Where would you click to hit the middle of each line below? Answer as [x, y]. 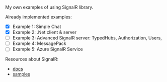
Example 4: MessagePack [39, 43]
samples [21, 74]
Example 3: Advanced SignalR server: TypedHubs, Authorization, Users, [87, 38]
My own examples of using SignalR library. [49, 7]
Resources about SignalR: [32, 59]
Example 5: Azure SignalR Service [48, 49]
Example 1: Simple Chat [37, 26]
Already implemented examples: [38, 17]
